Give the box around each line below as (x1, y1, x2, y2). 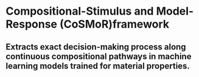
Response (5, 17, 58, 31)
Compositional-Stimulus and (5, 4, 154, 18)
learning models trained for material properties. (5, 61, 190, 71)
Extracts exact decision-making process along (5, 42, 186, 52)
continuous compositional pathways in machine (5, 51, 192, 62)
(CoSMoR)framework (59, 17, 170, 31)
